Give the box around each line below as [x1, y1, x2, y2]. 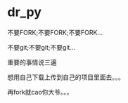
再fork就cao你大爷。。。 [7, 88, 73, 96]
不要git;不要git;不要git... [7, 43, 76, 51]
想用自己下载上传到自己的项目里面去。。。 [7, 73, 124, 81]
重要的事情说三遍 [7, 57, 57, 67]
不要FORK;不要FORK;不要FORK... [7, 28, 103, 36]
